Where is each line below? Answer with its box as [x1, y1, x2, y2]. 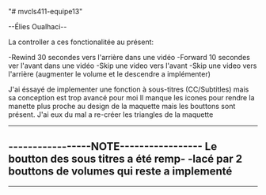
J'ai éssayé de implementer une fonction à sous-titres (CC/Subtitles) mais [8, 84, 249, 94]
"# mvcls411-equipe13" [8, 7, 83, 16]
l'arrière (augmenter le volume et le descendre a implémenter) [8, 69, 211, 78]
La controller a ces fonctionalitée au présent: [8, 37, 154, 47]
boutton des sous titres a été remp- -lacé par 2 [8, 152, 243, 166]
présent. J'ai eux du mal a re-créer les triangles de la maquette [8, 110, 214, 119]
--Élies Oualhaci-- [8, 22, 67, 31]
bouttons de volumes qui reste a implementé [8, 165, 233, 178]
